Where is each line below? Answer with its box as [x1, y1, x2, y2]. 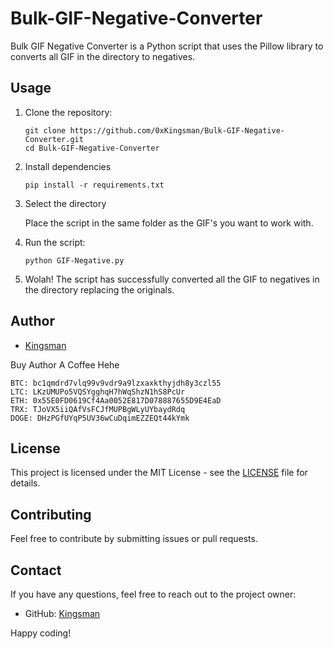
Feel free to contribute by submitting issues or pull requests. [10, 533, 258, 545]
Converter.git [24, 134, 84, 144]
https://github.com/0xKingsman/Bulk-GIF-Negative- [69, 125, 286, 136]
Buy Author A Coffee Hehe [10, 358, 120, 371]
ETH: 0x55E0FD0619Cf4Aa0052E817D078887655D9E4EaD [10, 395, 222, 406]
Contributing [10, 506, 92, 523]
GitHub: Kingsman [24, 608, 101, 619]
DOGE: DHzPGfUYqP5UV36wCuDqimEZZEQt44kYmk [10, 413, 190, 423]
